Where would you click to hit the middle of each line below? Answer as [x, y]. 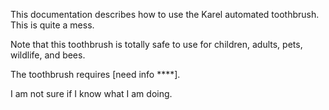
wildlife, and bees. [48, 55]
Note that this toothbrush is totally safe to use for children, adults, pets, [156, 44]
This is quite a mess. [52, 25]
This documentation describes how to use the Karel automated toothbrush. [165, 14]
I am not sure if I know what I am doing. [91, 93]
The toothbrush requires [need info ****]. [95, 74]
